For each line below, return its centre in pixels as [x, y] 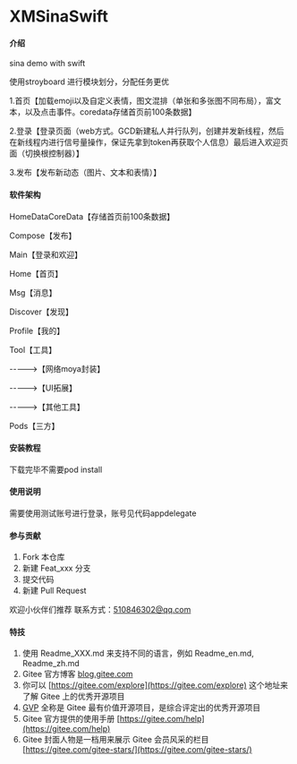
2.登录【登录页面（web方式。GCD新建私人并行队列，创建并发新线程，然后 [147, 131]
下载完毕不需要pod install [56, 469]
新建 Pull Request [54, 591]
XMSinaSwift [59, 17]
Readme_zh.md [51, 664]
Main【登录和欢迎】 [46, 254]
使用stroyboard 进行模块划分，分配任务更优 [89, 82]
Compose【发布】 [43, 236]
